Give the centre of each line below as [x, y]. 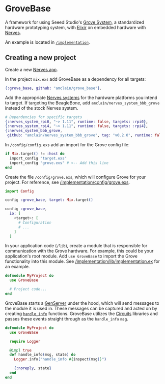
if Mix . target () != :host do [35, 154]
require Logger [25, 341]
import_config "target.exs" [38, 158]
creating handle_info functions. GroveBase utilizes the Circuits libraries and [82, 314]
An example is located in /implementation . [48, 42]
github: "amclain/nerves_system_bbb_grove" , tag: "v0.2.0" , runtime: [80, 135]
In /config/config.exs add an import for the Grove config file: [67, 145]
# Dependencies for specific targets [44, 117]
